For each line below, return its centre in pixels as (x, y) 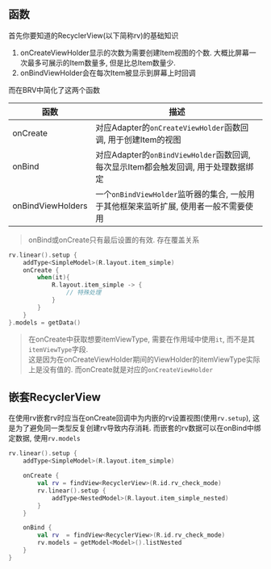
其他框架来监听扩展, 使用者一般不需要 (175, 206)
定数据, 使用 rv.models (44, 438)
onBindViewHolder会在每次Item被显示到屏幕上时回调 (108, 73)
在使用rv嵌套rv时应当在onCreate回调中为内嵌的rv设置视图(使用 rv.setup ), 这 (134, 418)
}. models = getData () (45, 322)
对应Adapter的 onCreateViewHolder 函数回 (172, 128)
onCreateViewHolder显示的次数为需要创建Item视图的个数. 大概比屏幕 (135, 52)
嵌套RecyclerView (54, 397)
